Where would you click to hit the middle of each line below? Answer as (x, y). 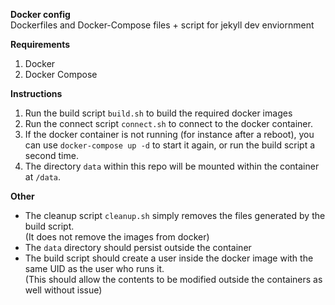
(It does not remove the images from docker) (117, 237)
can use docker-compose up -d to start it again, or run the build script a (170, 145)
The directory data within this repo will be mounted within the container (172, 166)
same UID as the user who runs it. (94, 268)
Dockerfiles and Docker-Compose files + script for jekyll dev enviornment (162, 25)
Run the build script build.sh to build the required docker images (158, 113)
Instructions (36, 93)
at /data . (43, 177)
